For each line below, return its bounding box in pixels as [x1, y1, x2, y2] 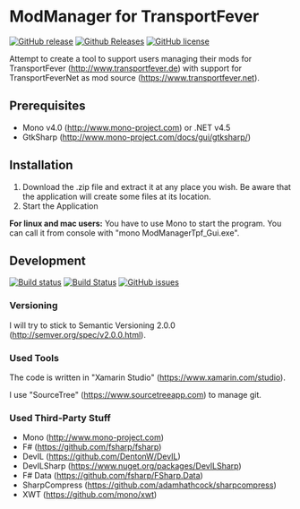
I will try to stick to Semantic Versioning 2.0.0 [9, 320, 176, 331]
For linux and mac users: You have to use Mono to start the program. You [9, 218, 282, 229]
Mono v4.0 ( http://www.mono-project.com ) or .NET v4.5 [21, 122, 231, 133]
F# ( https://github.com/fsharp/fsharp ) [21, 442, 162, 453]
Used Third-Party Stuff [9, 411, 112, 424]
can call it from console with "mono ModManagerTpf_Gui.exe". [9, 227, 240, 238]
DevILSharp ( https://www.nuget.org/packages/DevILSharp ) [21, 461, 242, 471]
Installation [9, 158, 73, 173]
